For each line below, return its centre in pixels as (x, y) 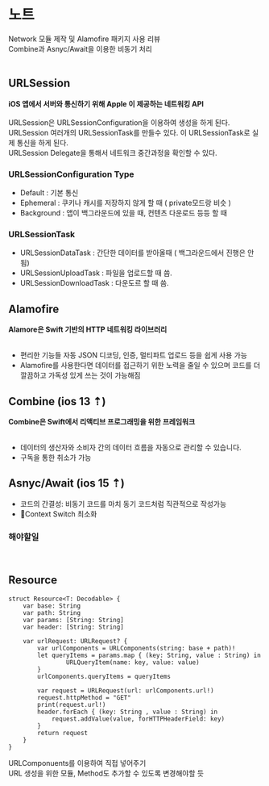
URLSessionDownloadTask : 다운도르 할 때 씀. (94, 283)
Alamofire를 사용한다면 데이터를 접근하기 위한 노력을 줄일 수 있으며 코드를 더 (140, 366)
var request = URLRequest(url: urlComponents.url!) (126, 690)
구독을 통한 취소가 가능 (56, 457)
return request (63, 733)
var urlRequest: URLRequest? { (75, 641)
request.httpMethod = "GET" (84, 697)
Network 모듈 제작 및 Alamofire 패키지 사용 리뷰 (85, 39)
